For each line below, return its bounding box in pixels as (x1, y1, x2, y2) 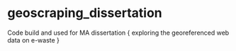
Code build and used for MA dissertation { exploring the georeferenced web (7, 28, 230, 37)
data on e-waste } (7, 35, 60, 44)
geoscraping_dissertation (7, 5, 162, 21)
